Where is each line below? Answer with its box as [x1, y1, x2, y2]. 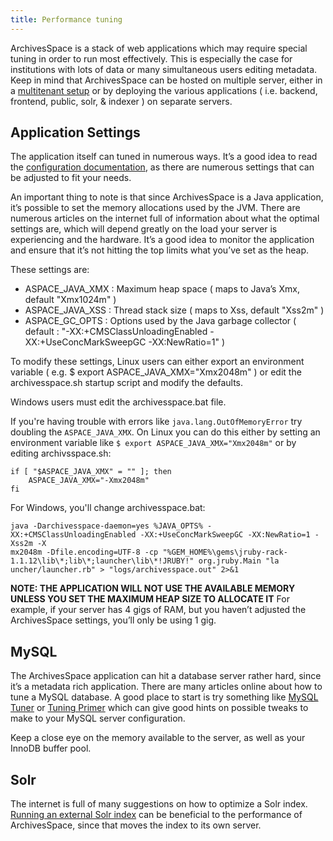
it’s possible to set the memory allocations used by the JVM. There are [10, 202, 301, 214]
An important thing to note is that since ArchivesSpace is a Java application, [10, 191, 324, 203]
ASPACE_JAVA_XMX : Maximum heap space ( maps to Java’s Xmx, [24, 283, 300, 295]
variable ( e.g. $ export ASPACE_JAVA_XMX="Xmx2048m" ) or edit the [10, 366, 302, 378]
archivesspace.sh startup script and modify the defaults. [10, 377, 244, 389]
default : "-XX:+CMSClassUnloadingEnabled [24, 326, 208, 338]
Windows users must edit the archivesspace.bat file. [10, 396, 227, 408]
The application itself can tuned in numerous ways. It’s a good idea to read [10, 151, 318, 163]
